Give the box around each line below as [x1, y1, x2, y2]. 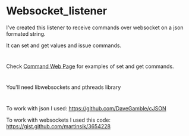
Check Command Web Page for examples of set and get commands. [6, 63, 174, 70]
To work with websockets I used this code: [6, 116, 111, 123]
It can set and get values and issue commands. [6, 42, 122, 49]
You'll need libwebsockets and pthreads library [6, 84, 121, 91]
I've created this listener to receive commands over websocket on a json [6, 24, 184, 31]
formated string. [6, 30, 46, 37]
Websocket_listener [6, 4, 108, 18]
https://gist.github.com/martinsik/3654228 [6, 122, 111, 129]
